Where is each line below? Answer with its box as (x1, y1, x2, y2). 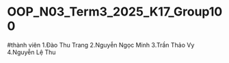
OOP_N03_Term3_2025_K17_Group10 (7, 4, 223, 20)
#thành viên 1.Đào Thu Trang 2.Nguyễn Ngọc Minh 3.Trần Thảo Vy (7, 41, 195, 49)
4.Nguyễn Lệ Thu (7, 48, 56, 56)
